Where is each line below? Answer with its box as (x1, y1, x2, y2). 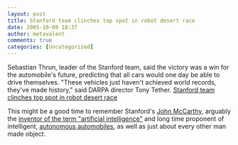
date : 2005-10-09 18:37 (7, 23, 78, 31)
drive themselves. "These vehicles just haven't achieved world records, (7, 78, 217, 86)
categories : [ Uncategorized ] (7, 43, 94, 50)
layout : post (7, 10, 46, 18)
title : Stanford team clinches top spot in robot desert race (7, 17, 195, 24)
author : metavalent (7, 30, 65, 38)
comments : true (7, 37, 53, 44)
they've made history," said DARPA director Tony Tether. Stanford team (7, 86, 215, 94)
